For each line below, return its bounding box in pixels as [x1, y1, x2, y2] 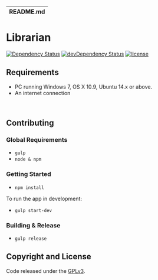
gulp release [14, 236, 47, 242]
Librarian [6, 31, 51, 44]
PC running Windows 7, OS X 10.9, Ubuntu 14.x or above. [14, 83, 152, 90]
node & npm [14, 157, 42, 162]
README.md [9, 8, 45, 15]
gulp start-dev [14, 207, 52, 213]
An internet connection [14, 89, 71, 96]
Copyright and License [6, 252, 91, 262]
